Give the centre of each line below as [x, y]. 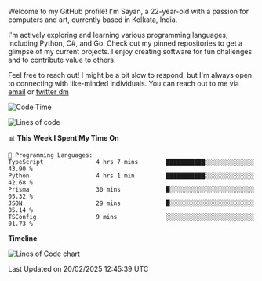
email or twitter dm [38, 92]
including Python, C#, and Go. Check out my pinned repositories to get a [126, 43]
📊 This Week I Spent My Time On [64, 138]
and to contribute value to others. [62, 60]
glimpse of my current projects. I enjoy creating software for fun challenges [130, 51]
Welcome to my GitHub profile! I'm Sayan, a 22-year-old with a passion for [129, 11]
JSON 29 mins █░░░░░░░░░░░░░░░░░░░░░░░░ [131, 203]
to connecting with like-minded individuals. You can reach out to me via [124, 83]
